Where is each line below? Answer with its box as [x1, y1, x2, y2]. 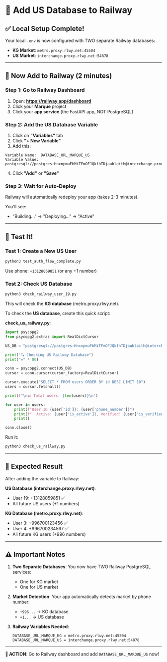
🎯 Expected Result [5, 462, 63, 471]
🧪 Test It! [5, 232, 33, 241]
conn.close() [5, 425, 32, 430]
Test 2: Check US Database [5, 280, 73, 287]
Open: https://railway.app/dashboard [12, 98, 91, 104]
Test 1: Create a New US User [5, 247, 77, 254]
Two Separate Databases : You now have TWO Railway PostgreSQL [12, 564, 151, 570]
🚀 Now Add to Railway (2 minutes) [5, 72, 112, 80]
